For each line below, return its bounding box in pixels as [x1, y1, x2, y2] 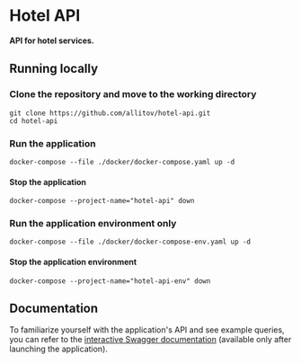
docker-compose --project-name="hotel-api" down [9, 197, 195, 206]
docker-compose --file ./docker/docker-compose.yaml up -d [9, 157, 235, 166]
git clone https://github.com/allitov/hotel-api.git [9, 109, 211, 118]
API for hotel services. [9, 35, 94, 46]
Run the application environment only [9, 217, 177, 230]
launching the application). [9, 343, 108, 355]
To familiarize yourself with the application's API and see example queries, [9, 324, 285, 335]
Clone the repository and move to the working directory [9, 88, 257, 101]
